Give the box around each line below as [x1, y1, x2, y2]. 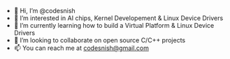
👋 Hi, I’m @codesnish [13, 7, 76, 15]
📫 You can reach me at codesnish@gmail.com [13, 44, 149, 52]
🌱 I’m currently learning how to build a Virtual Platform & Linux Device [13, 22, 215, 29]
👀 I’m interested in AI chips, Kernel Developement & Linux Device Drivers [13, 14, 224, 22]
